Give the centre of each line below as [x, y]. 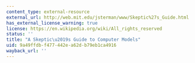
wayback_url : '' [26, 51]
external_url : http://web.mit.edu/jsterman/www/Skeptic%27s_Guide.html [97, 17]
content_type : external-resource [48, 12]
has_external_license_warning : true [52, 23]
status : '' [20, 34]
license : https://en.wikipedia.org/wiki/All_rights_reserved [84, 28]
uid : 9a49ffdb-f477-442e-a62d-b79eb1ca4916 [61, 46]
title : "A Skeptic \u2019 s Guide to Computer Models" [73, 40]
